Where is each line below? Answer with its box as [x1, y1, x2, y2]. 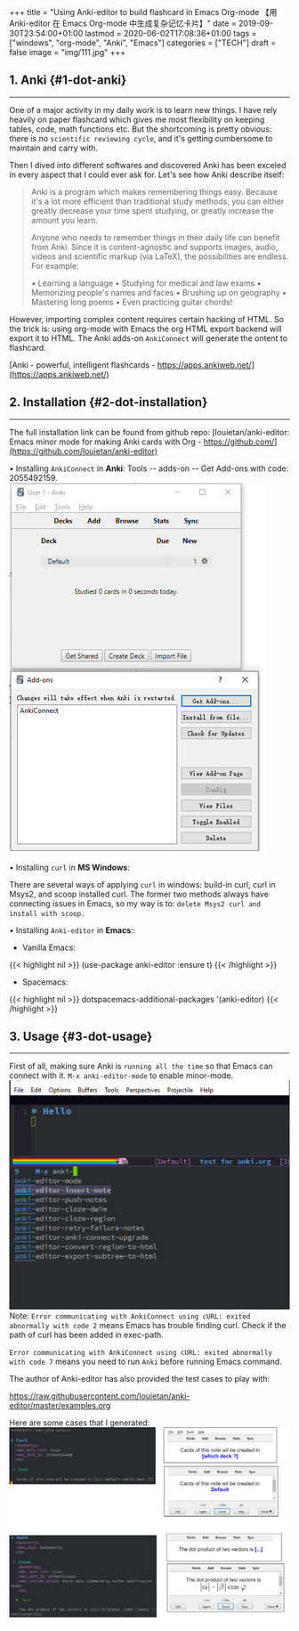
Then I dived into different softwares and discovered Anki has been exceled [9, 159, 287, 170]
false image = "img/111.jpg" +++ [9, 47, 126, 57]
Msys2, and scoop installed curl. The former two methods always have [9, 889, 270, 899]
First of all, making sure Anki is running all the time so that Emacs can [9, 1061, 273, 1072]
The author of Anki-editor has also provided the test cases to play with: [9, 1374, 271, 1384]
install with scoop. [9, 909, 86, 918]
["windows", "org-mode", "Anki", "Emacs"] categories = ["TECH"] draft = [9, 37, 277, 48]
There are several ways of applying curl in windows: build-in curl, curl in [9, 879, 276, 889]
